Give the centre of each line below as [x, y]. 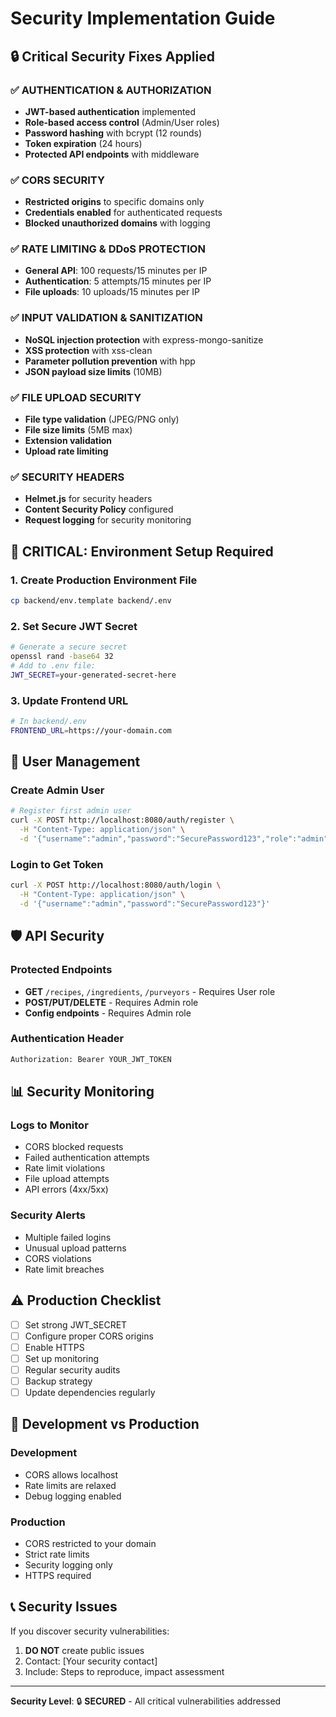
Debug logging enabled [73, 1496]
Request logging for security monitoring [108, 520]
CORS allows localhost [71, 1474]
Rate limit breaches [64, 1269]
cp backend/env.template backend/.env [91, 601]
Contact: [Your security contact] [91, 1661]
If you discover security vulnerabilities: [90, 1631]
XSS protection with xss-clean [88, 350]
